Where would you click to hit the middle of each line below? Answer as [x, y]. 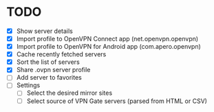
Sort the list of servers [48, 62]
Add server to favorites [49, 78]
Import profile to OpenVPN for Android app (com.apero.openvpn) [108, 47]
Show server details [44, 31]
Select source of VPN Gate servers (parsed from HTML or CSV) [117, 101]
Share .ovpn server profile [53, 70]
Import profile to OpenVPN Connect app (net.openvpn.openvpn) [107, 39]
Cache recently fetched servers [61, 54]
